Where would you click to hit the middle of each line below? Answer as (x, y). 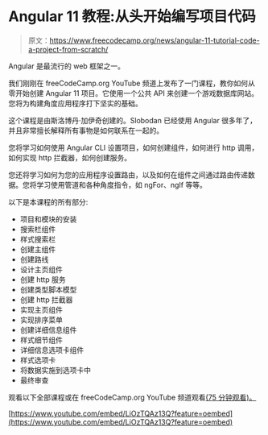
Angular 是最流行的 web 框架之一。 (67, 66)
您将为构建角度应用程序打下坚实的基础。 (75, 103)
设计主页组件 (41, 269)
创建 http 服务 (43, 280)
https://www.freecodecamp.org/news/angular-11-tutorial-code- (155, 40)
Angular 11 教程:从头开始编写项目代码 (132, 17)
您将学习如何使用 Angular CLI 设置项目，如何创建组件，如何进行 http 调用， (134, 147)
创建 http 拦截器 (46, 300)
